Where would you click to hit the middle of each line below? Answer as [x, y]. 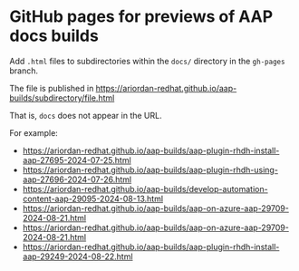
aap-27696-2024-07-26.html [77, 179]
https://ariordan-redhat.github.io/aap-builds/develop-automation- [145, 189]
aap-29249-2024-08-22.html [77, 256]
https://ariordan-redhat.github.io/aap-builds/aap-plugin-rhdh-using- [150, 169]
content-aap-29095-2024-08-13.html [93, 198]
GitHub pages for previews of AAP [141, 17]
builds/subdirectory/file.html [62, 98]
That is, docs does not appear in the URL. [86, 115]
